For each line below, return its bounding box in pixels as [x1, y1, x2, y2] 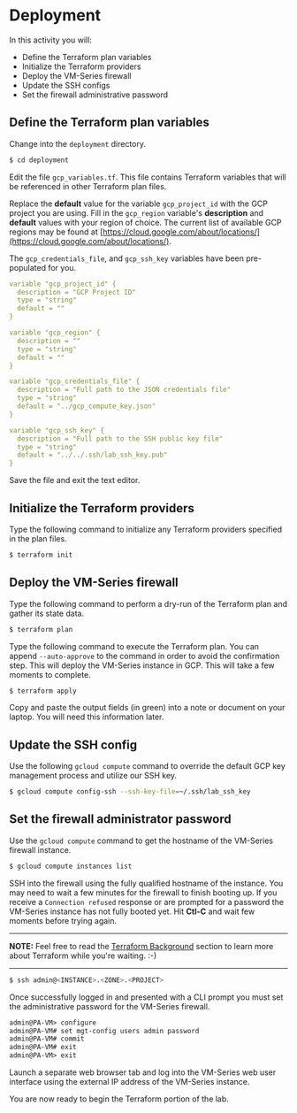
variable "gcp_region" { [9, 328, 101, 337]
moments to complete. [9, 669, 91, 679]
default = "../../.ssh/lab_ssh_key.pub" [17, 450, 168, 460]
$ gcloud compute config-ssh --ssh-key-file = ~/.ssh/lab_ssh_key [9, 787, 251, 796]
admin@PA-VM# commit [9, 1034, 86, 1044]
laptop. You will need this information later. [9, 711, 164, 722]
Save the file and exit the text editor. [9, 475, 141, 486]
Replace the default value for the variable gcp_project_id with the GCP [9, 198, 268, 209]
